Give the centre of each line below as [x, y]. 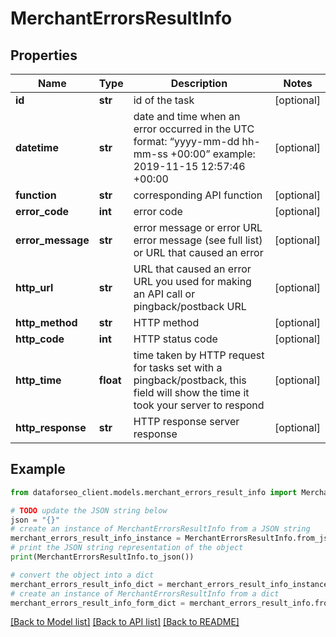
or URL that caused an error [198, 252]
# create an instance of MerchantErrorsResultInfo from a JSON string [160, 529]
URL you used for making [192, 281]
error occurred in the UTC [194, 129]
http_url [34, 287]
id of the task [164, 100]
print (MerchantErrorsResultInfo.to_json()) [102, 557]
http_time [38, 380]
